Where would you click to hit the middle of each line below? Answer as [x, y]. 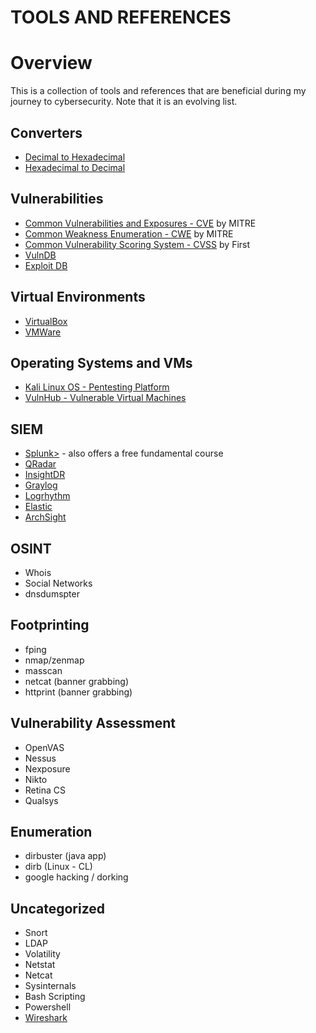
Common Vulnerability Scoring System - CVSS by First [137, 244]
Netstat [40, 965]
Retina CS [45, 790]
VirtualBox [46, 321]
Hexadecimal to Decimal [75, 167]
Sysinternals [50, 986]
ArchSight [45, 517]
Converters [46, 132]
